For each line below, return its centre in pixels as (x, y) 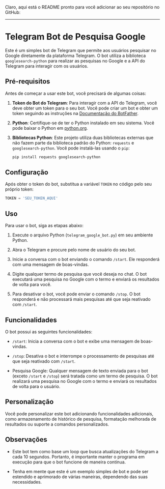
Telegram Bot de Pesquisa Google (75, 37)
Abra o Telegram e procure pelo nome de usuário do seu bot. (74, 250)
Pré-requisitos (28, 81)
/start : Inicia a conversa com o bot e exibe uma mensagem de (76, 341)
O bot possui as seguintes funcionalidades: (49, 332)
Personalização (29, 402)
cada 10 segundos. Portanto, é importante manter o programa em (78, 457)
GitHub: (13, 12)
